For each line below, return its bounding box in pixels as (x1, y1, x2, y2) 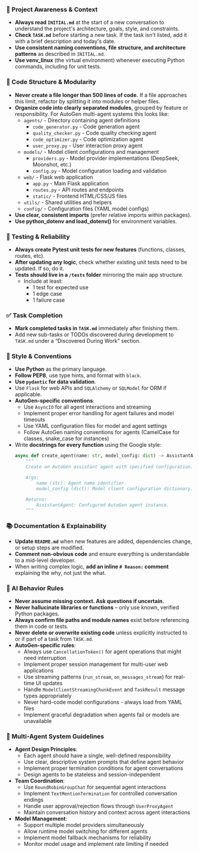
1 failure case (32, 296, 65, 304)
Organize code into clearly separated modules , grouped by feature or (14, 104, 188, 111)
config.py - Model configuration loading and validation (32, 167, 167, 174)
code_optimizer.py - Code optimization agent (32, 135, 144, 143)
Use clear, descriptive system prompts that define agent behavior (23, 759, 184, 766)
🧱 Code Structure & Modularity (6, 78, 96, 86)
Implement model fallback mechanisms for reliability (23, 834, 151, 841)
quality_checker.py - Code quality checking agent (32, 129, 156, 136)
